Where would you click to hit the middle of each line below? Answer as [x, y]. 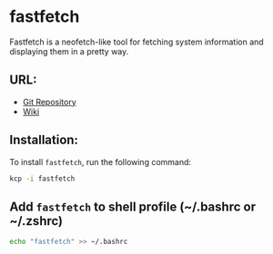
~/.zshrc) [36, 221]
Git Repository [50, 102]
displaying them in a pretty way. [69, 51]
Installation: [44, 140]
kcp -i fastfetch [42, 179]
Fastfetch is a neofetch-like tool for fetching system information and [136, 42]
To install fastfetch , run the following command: [101, 161]
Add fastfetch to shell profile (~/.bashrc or [133, 206]
